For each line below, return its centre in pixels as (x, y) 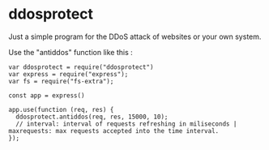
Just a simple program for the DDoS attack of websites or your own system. (135, 36)
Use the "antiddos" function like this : (71, 52)
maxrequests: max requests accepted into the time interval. (114, 131)
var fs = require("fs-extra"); (61, 81)
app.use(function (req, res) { (61, 109)
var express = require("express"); (68, 74)
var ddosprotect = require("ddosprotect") (81, 67)
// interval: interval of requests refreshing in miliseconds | (126, 124)
